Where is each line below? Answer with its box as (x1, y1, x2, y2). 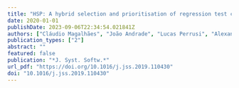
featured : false (7, 50, 55, 57)
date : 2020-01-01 (7, 17, 59, 24)
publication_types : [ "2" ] (7, 37, 84, 44)
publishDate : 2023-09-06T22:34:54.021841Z (7, 23, 135, 31)
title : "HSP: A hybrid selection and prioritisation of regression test (7, 10, 228, 18)
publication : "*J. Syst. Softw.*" (7, 57, 110, 64)
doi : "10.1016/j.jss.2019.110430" (7, 70, 110, 77)
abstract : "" (7, 43, 46, 50)
